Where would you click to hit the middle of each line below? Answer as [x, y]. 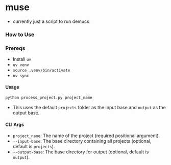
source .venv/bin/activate [41, 71]
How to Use [20, 35]
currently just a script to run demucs [51, 21]
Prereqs [15, 48]
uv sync [21, 76]
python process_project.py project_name [49, 98]
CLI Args [15, 124]
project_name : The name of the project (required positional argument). [86, 136]
